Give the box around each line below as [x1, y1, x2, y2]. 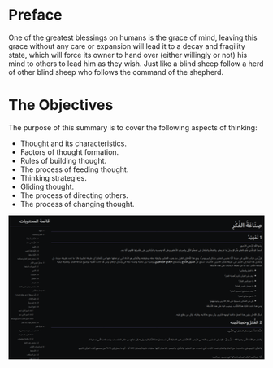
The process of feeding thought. [19, 164, 129, 174]
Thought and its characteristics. [19, 138, 128, 148]
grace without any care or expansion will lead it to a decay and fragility [8, 41, 245, 50]
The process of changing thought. [19, 199, 135, 208]
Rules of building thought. [19, 156, 107, 165]
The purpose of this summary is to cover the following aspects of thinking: [8, 122, 258, 132]
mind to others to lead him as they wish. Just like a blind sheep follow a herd [8, 59, 264, 68]
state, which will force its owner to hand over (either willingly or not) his [8, 50, 248, 59]
